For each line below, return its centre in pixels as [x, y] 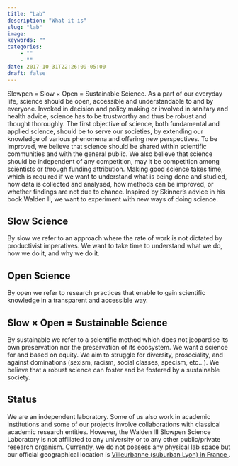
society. [19, 377]
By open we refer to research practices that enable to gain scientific [107, 293]
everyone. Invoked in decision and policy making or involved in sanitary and [118, 109]
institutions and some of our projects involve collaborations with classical [114, 424]
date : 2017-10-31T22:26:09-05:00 [57, 67]
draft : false [27, 73]
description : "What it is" [47, 21]
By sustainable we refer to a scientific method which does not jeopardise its [118, 339]
